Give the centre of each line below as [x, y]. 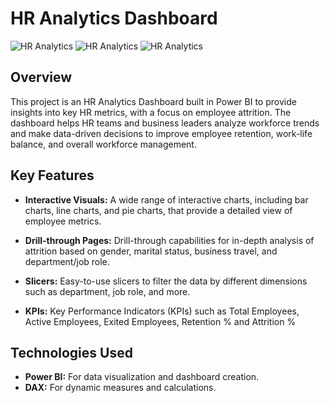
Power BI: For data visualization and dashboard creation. [142, 377]
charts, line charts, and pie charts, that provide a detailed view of [158, 210]
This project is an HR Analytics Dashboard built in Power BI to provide [153, 101]
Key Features [52, 175]
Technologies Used [71, 352]
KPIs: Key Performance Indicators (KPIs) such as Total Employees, [162, 311]
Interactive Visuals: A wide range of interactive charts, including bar [166, 199]
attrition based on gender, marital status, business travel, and [151, 251]
